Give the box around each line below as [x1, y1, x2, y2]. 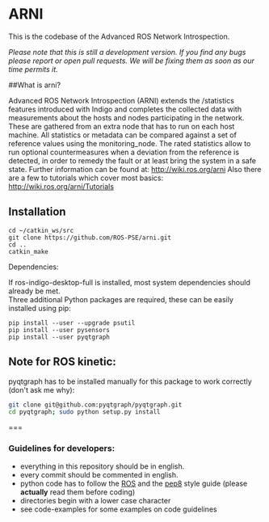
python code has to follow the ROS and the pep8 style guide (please [19, 478, 248, 488]
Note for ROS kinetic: [8, 355, 117, 368]
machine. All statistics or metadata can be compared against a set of [8, 130, 237, 140]
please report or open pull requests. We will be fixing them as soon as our [8, 56, 254, 65]
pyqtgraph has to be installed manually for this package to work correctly [8, 377, 252, 386]
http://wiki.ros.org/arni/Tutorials [8, 181, 115, 191]
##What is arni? [8, 80, 61, 90]
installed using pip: [8, 303, 71, 313]
